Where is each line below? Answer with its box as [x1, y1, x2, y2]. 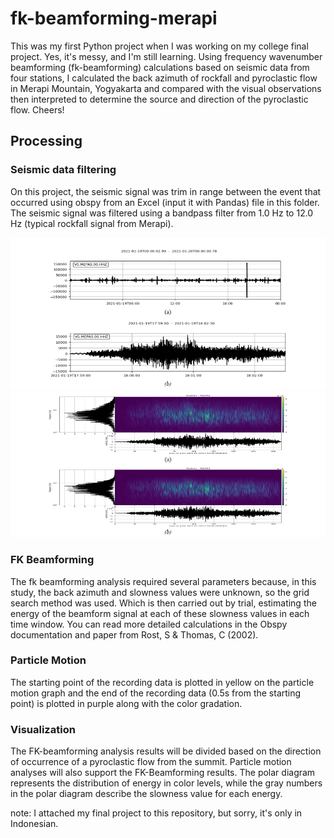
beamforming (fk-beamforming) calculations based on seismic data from [10, 61, 310, 73]
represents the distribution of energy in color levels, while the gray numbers [10, 777, 323, 789]
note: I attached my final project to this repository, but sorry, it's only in [10, 807, 303, 819]
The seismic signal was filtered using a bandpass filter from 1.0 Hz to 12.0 [10, 207, 314, 219]
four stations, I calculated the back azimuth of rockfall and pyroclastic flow [10, 72, 318, 84]
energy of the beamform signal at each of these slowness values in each [10, 607, 310, 619]
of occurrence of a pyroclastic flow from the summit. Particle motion [10, 756, 292, 768]
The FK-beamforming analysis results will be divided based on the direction [10, 745, 322, 757]
